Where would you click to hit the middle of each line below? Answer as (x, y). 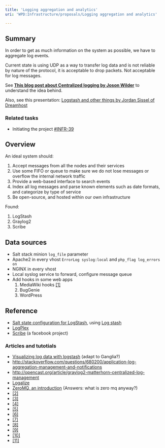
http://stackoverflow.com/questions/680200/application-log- (74, 362)
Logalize (21, 383)
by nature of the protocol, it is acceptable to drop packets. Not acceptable (80, 71)
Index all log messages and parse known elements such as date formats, (86, 187)
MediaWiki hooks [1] (40, 285)
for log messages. (23, 76)
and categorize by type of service (47, 192)
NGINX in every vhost (34, 269)
